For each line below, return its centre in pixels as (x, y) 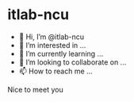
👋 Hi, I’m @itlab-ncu (52, 37)
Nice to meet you (36, 89)
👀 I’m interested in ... (52, 45)
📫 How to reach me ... (56, 71)
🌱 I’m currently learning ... (61, 53)
